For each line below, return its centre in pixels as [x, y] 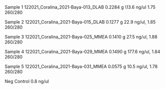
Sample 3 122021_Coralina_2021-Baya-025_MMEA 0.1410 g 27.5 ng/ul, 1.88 [81, 37]
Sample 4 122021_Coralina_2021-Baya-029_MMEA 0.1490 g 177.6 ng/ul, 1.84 [82, 52]
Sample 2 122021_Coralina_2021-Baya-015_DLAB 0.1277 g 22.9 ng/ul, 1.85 [80, 22]
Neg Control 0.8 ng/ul [27, 81]
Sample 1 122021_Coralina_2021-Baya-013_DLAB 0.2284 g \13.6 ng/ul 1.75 [80, 7]
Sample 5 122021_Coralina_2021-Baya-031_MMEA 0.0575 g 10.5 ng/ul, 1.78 [81, 67]
